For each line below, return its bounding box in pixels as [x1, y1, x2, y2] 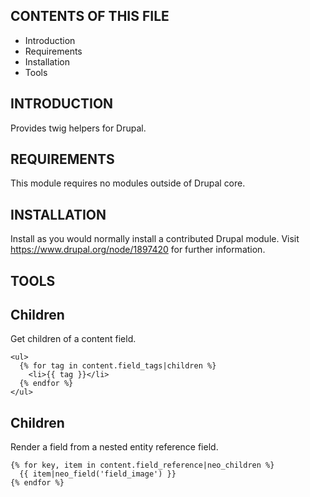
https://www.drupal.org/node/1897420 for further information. [10, 244, 266, 256]
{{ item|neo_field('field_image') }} [19, 469, 177, 479]
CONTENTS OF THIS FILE [10, 8, 170, 25]
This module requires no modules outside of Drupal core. [10, 177, 246, 189]
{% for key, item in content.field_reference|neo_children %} [10, 460, 275, 471]
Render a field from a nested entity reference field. [10, 441, 219, 453]
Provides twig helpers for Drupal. [10, 122, 147, 134]
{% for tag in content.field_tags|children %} [19, 361, 217, 371]
